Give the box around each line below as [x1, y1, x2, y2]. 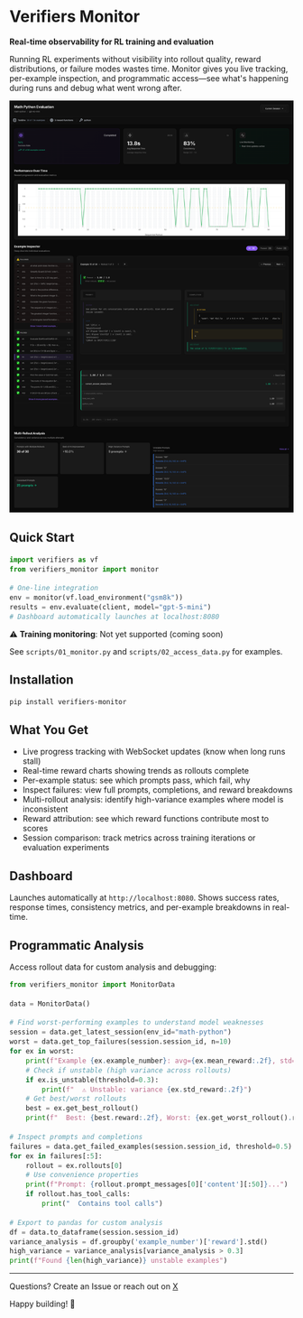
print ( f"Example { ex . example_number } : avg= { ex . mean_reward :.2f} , [25, 1056, 277, 1065]
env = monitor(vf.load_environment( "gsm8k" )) [9, 593, 183, 602]
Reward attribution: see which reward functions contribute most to [22, 813, 269, 824]
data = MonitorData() [9, 999, 91, 1008]
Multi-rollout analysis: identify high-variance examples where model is [22, 794, 284, 805]
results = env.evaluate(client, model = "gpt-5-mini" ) [9, 603, 212, 612]
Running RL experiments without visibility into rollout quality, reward [9, 53, 262, 64]
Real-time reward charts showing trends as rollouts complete [22, 766, 250, 776]
